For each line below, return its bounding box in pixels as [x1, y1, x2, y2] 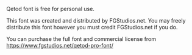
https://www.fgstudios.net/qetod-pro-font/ [6, 42, 114, 49]
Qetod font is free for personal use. [6, 5, 94, 12]
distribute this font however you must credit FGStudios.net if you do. [6, 24, 178, 31]
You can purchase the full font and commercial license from [6, 35, 157, 42]
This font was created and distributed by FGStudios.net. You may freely [6, 17, 186, 24]
